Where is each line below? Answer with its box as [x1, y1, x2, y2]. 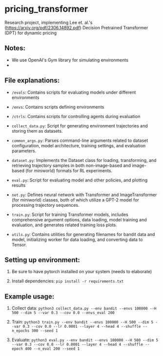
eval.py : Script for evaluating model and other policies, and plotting [11, 177, 148, 183]
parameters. [11, 148, 37, 154]
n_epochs [11, 328, 30, 334]
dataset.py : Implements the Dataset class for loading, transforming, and [11, 157, 157, 163]
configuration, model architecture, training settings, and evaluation [11, 142, 146, 148]
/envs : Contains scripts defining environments [11, 104, 104, 110]
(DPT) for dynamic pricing [4, 30, 57, 36]
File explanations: [4, 77, 60, 85]
